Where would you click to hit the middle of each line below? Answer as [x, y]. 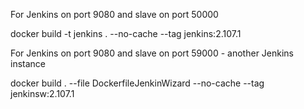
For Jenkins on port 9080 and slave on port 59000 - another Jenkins [152, 53]
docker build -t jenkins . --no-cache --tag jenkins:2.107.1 [126, 33]
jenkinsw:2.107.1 [42, 93]
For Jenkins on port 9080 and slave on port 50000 [114, 14]
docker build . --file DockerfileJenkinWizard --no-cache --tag [137, 83]
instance [28, 63]
